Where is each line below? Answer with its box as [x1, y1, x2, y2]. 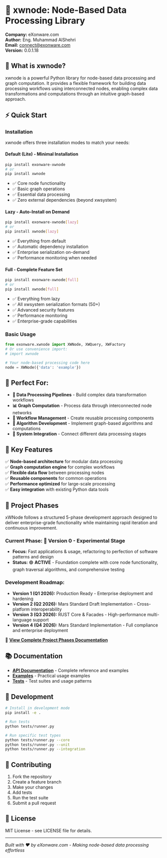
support [32, 617, 49, 623]
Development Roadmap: [5, 579, 65, 586]
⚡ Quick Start [5, 111, 47, 120]
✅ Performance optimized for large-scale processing [5, 481, 115, 487]
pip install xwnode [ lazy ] [5, 229, 59, 234]
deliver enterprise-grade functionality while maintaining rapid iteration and [5, 520, 158, 526]
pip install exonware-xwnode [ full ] [5, 278, 79, 283]
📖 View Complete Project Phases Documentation [5, 637, 108, 643]
